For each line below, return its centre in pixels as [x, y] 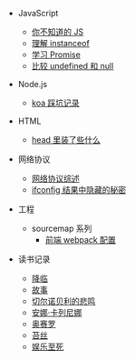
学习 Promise [56, 55]
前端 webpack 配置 [80, 240]
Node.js [33, 84]
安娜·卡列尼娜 [57, 312]
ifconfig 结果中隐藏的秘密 [79, 190]
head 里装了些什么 [66, 140]
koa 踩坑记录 [55, 103]
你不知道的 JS [58, 32]
